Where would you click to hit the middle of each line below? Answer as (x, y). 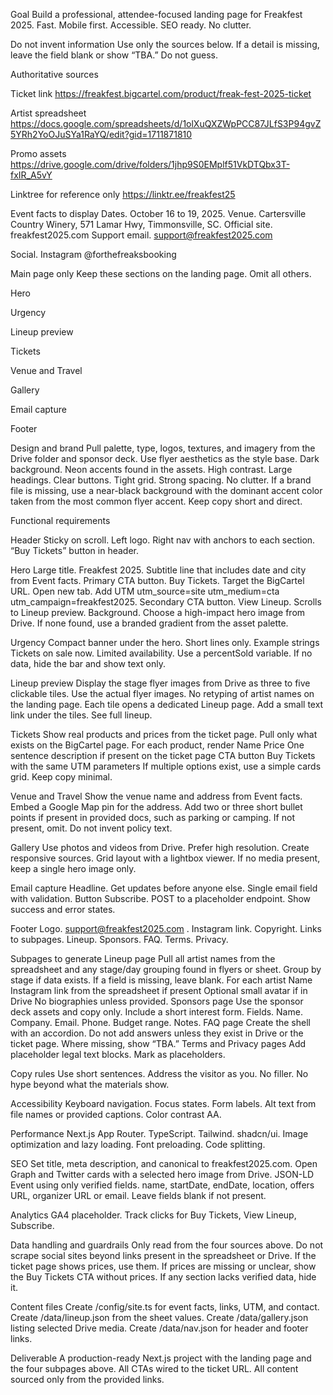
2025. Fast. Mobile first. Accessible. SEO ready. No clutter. (131, 25)
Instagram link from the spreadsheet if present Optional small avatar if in (159, 990)
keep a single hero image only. (73, 868)
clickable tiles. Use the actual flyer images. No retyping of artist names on (162, 693)
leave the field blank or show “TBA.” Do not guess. (114, 55)
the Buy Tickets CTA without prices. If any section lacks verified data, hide (163, 1277)
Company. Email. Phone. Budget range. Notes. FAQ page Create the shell (160, 1022)
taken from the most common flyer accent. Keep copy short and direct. (156, 501)
